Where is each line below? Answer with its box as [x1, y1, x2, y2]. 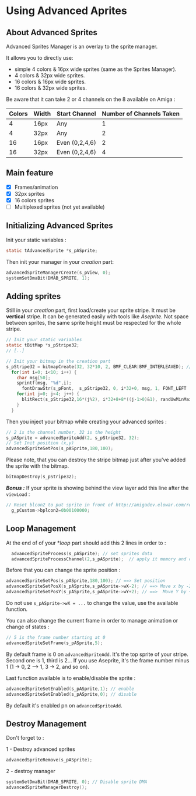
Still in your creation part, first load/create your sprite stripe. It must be [6, 307, 176, 314]
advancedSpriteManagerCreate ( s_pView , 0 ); [6, 270, 111, 275]
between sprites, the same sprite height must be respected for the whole [6, 319, 181, 326]
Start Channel [56, 110, 96, 118]
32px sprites [14, 190, 45, 197]
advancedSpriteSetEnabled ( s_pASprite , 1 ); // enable [6, 686, 134, 692]
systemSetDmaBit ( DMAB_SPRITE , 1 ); [6, 275, 90, 281]
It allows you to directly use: [6, 55, 73, 61]
